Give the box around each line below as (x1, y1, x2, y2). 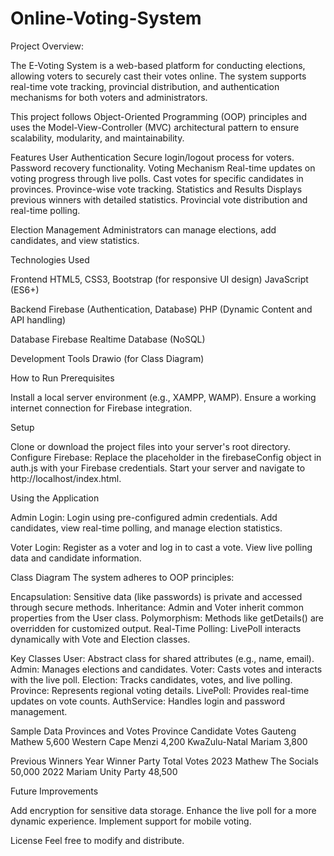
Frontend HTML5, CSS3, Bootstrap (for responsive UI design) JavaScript (10, 273, 309, 285)
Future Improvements (10, 785, 99, 797)
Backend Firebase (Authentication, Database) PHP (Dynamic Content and (10, 303, 313, 315)
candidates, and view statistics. (10, 234, 140, 246)
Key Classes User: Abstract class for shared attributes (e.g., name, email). (10, 652, 315, 664)
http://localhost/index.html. (10, 472, 122, 484)
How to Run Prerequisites (10, 372, 115, 384)
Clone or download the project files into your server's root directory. (10, 440, 291, 452)
